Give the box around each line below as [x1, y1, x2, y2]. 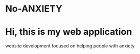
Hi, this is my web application [5, 26, 132, 38]
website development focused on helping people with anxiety [5, 43, 135, 49]
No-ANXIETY [5, 3, 62, 15]
